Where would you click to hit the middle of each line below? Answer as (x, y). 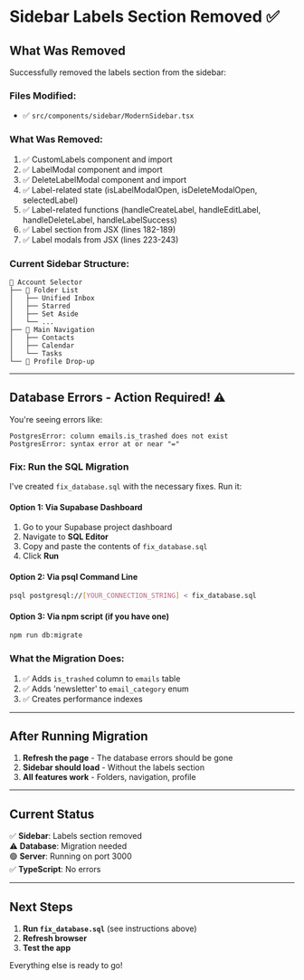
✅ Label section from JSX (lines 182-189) (99, 229)
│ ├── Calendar (42, 346)
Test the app (46, 948)
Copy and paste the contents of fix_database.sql (115, 547)
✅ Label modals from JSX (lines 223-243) (100, 239)
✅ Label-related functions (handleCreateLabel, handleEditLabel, (142, 209)
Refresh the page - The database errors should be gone (128, 758)
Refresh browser (55, 938)
